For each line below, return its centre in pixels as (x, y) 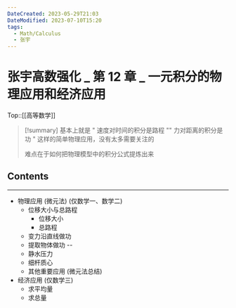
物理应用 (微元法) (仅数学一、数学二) (70, 200)
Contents (28, 177)
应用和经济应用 (63, 95)
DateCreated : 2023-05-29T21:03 (53, 14)
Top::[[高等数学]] (32, 115)
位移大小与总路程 (53, 210)
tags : (15, 27)
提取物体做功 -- (50, 245)
